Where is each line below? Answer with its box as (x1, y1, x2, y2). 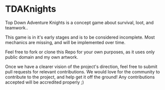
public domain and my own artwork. (5, 54, 79, 60)
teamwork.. (5, 24, 28, 30)
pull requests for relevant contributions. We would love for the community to (5, 68, 160, 74)
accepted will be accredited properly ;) (5, 79, 84, 85)
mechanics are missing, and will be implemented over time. (5, 39, 126, 45)
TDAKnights (5, 3, 56, 15)
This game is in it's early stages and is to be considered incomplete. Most (5, 34, 155, 40)
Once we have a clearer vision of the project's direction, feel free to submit (5, 64, 158, 69)
